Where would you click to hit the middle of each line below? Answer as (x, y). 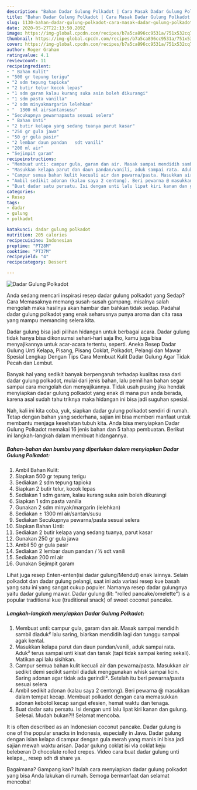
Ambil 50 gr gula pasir (42, 545)
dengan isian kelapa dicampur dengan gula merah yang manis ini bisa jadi (96, 739)
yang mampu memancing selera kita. (51, 320)
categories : (21, 191)
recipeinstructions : (32, 159)
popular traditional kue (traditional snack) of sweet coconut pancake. (90, 600)
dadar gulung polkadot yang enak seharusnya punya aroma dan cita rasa (95, 314)
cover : (15, 45)
